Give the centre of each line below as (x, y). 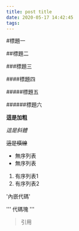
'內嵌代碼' (19, 197)
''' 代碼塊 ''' (20, 209)
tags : (13, 23)
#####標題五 (22, 92)
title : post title (29, 12)
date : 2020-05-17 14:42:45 (40, 17)
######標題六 (24, 105)
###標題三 (19, 66)
